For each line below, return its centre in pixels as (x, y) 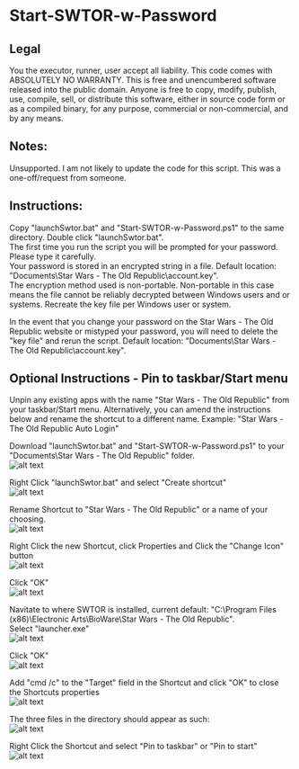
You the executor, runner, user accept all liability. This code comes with (141, 70)
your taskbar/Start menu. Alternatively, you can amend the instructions (140, 409)
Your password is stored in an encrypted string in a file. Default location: (143, 265)
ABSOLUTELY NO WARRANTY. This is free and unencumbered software (143, 80)
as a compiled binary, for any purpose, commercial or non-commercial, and (149, 108)
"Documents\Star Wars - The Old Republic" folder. (102, 456)
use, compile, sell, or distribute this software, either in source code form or (147, 99)
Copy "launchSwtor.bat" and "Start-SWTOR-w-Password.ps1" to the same (147, 228)
